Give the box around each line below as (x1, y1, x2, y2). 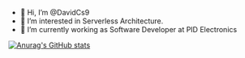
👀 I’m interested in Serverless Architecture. (19, 16, 164, 26)
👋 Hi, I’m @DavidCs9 (19, 8, 90, 17)
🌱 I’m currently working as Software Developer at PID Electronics (19, 25, 238, 34)
